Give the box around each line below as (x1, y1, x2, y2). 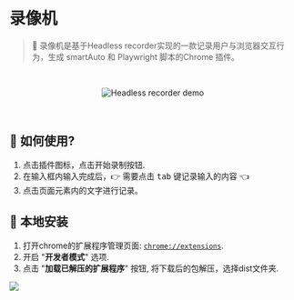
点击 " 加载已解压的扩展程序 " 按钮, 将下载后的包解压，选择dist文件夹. (22, 263, 279, 274)
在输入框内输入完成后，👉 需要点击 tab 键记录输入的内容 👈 (22, 170, 250, 182)
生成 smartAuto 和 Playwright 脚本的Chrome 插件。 (47, 51, 239, 62)
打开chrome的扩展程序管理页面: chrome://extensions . (22, 240, 224, 251)
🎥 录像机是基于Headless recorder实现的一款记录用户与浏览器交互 (31, 40, 277, 51)
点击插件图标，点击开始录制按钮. (22, 159, 146, 170)
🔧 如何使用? (9, 134, 76, 149)
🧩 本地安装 (9, 215, 68, 230)
